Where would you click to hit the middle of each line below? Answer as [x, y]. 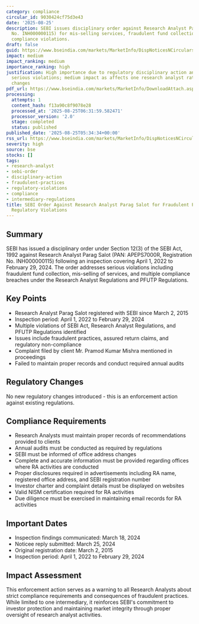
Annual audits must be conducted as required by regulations [88, 448]
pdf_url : [17, 89]
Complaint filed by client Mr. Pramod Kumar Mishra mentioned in [94, 351]
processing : [21, 94]
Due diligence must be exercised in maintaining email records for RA [98, 498]
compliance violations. [41, 39]
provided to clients [37, 442]
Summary [25, 234]
